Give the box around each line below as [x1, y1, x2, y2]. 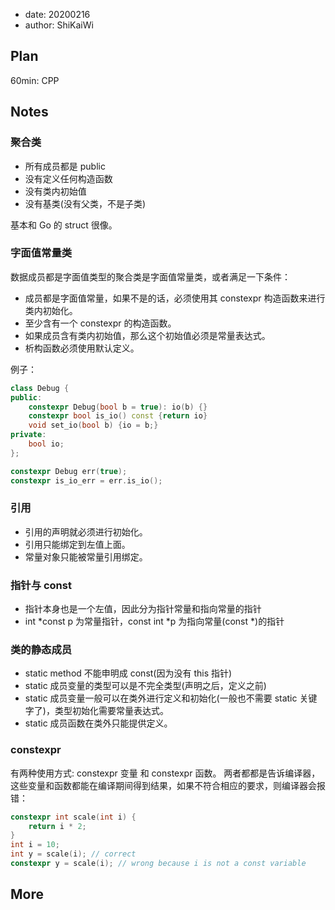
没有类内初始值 [24, 185, 87, 197]
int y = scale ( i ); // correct [10, 849, 137, 859]
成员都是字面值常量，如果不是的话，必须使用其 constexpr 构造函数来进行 [24, 292, 326, 304]
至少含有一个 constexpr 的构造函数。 [24, 317, 177, 329]
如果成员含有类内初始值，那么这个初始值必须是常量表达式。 [24, 329, 271, 341]
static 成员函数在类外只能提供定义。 [24, 717, 173, 729]
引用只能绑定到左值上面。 [24, 538, 131, 550]
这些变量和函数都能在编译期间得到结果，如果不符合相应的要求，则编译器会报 [10, 779, 326, 791]
